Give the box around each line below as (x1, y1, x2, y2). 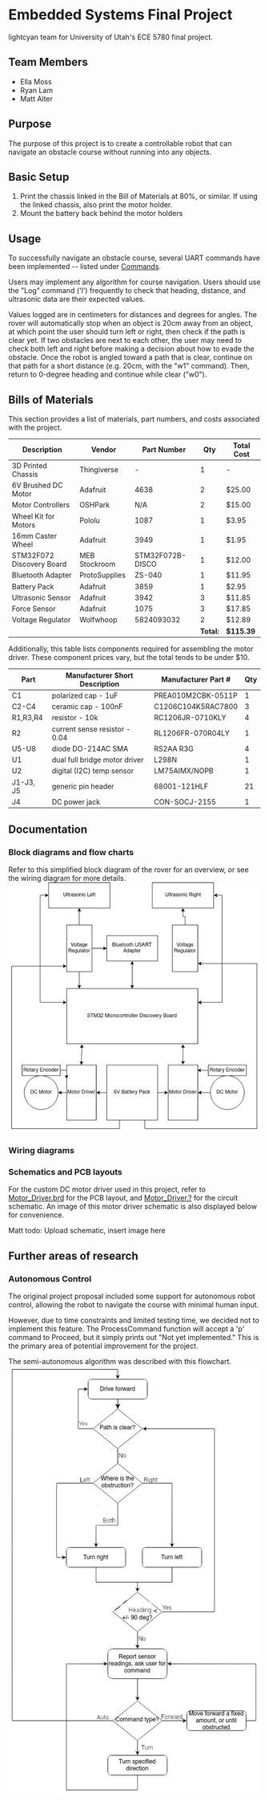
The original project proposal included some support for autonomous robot (8, 1291, 255, 1301)
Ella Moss (19, 76, 52, 86)
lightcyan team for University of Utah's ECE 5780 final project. (8, 32, 214, 42)
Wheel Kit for (11, 511, 55, 521)
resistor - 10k (51, 713, 98, 723)
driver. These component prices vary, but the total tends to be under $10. (8, 653, 250, 662)
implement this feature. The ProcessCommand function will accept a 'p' (8, 1323, 245, 1334)
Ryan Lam (19, 85, 54, 95)
